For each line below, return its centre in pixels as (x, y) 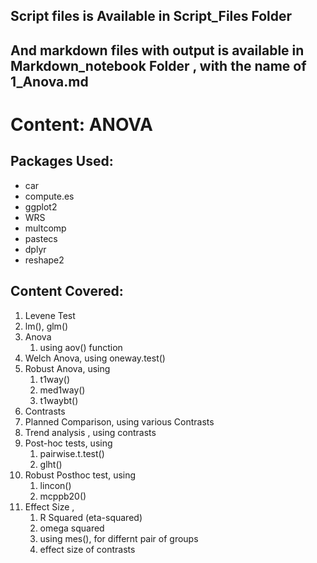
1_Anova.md (49, 81)
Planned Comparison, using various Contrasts (119, 421)
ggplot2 (41, 206)
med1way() (62, 390)
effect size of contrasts (87, 549)
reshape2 (44, 260)
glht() (51, 464)
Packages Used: (62, 161)
